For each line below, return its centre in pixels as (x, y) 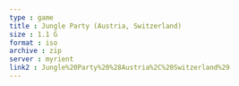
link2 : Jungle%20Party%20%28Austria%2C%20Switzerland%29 (119, 68)
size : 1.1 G (34, 34)
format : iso (34, 43)
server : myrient (42, 59)
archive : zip (36, 51)
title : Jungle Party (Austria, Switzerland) (95, 26)
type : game (31, 17)
